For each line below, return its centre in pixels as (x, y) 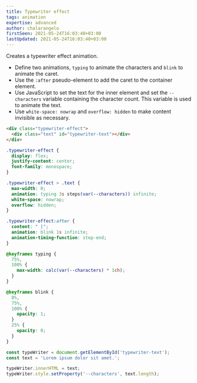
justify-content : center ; (43, 161)
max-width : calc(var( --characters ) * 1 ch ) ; (71, 271)
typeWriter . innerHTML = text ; (43, 368)
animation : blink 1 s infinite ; (50, 232)
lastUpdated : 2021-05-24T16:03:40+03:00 (57, 39)
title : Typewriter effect (38, 12)
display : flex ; (30, 156)
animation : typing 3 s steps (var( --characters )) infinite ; (84, 194)
